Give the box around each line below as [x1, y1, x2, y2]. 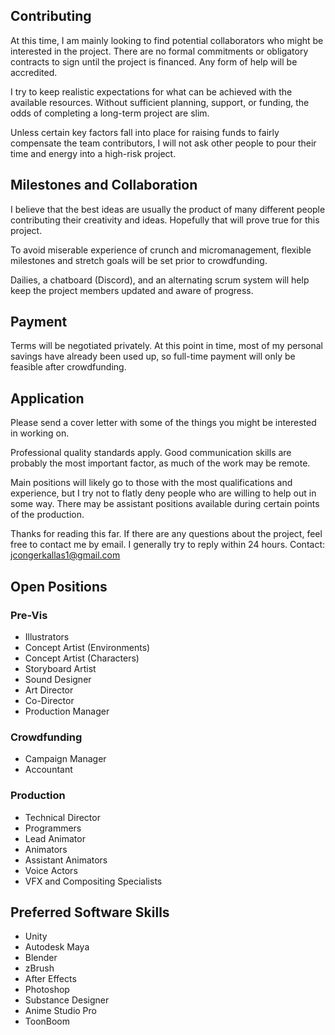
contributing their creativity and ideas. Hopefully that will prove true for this [10, 214, 320, 226]
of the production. [10, 509, 85, 521]
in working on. [10, 427, 70, 439]
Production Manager [24, 705, 110, 717]
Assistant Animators [24, 854, 108, 866]
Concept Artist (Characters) [24, 652, 140, 664]
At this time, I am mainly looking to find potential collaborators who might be [10, 34, 324, 46]
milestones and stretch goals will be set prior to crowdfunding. [10, 254, 268, 266]
